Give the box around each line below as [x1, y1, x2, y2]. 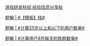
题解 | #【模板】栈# [5, 15, 45, 21]
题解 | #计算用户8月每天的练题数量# [5, 36, 78, 41]
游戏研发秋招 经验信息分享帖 [5, 4, 63, 10]
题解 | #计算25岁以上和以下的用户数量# [5, 25, 85, 31]
